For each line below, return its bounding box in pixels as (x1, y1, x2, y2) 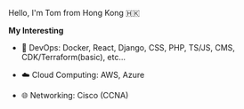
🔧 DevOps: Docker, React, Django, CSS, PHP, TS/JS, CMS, (20, 43, 235, 52)
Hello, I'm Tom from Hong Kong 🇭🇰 (8, 8, 140, 18)
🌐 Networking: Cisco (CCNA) (20, 90, 129, 100)
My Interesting (8, 26, 64, 35)
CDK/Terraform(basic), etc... (20, 52, 126, 62)
